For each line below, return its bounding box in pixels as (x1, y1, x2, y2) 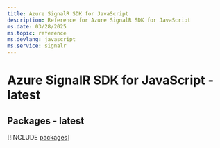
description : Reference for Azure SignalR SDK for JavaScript (7, 17, 191, 24)
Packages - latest (7, 115, 85, 126)
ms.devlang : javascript (7, 36, 76, 43)
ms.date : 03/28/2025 (7, 23, 67, 30)
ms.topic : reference (7, 29, 67, 37)
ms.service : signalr (7, 42, 67, 49)
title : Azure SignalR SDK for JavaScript (7, 10, 129, 17)
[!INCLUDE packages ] (7, 133, 70, 141)
